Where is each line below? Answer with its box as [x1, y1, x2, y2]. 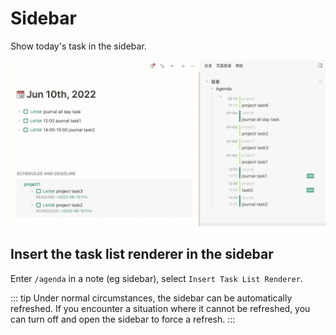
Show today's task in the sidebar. [10, 40, 147, 52]
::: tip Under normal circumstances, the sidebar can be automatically [10, 292, 293, 304]
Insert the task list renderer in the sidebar [10, 246, 274, 263]
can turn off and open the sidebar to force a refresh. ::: [10, 313, 236, 325]
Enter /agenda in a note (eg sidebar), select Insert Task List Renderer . [10, 272, 303, 284]
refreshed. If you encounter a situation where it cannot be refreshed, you [10, 302, 311, 314]
